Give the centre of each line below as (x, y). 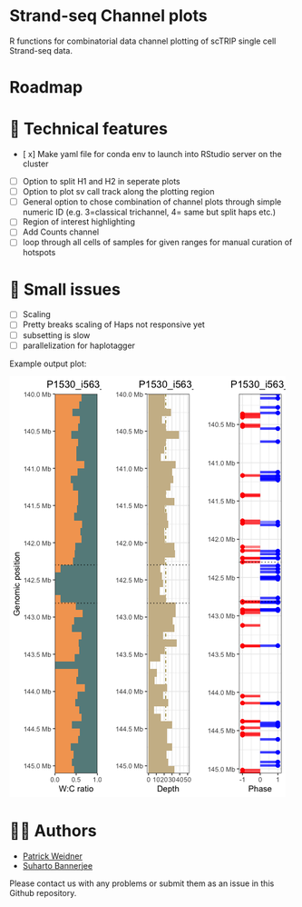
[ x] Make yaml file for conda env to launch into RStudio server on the (152, 154)
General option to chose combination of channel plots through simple (152, 202)
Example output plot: (48, 364)
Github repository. (43, 892)
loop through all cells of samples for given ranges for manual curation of (157, 243)
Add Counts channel (61, 232)
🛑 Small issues (65, 289)
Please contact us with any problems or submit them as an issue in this (142, 883)
